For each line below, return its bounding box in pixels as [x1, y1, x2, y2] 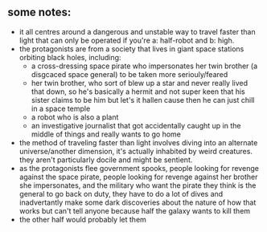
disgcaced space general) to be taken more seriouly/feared [31, 69, 228, 79]
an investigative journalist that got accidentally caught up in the [31, 120, 241, 130]
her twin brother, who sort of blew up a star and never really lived [31, 78, 249, 88]
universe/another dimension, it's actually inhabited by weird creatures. [18, 146, 253, 156]
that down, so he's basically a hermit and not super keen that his [31, 87, 246, 96]
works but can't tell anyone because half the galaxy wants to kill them [18, 206, 251, 215]
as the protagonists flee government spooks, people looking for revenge [18, 163, 259, 173]
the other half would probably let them [18, 214, 146, 224]
